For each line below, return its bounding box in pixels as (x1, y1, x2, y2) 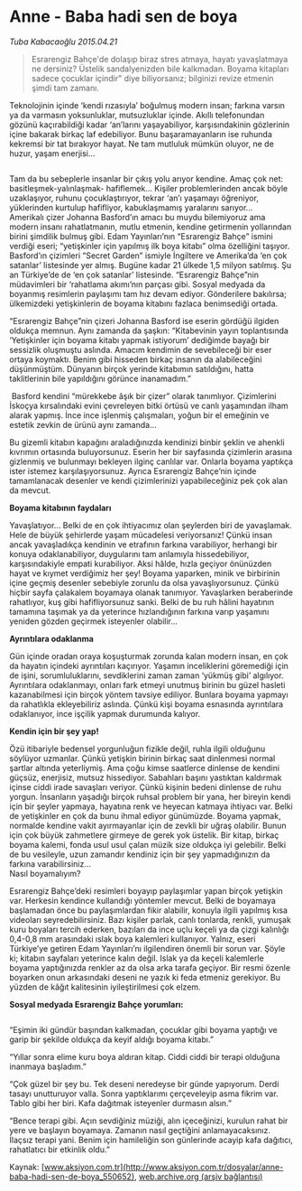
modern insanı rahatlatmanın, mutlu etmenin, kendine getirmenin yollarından (9, 221, 292, 232)
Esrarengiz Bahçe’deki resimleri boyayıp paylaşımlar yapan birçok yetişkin (9, 885, 284, 896)
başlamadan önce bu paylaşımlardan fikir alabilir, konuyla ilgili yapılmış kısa (9, 905, 288, 916)
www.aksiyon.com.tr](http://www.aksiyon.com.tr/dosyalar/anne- (43, 1161, 284, 1172)
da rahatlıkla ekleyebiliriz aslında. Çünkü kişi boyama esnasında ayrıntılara (9, 698, 284, 710)
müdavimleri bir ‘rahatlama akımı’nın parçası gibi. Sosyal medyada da (9, 278, 266, 290)
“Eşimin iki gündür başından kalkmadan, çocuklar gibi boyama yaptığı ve (9, 1024, 278, 1035)
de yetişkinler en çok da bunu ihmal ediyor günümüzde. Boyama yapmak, (9, 810, 281, 821)
